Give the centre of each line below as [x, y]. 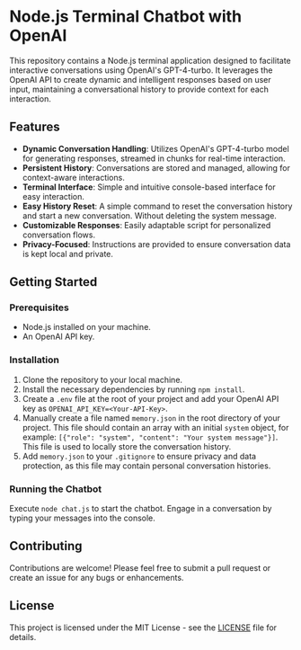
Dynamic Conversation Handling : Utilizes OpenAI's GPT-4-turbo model [155, 148]
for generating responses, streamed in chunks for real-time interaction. [154, 158]
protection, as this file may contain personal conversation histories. [146, 466]
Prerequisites [39, 307]
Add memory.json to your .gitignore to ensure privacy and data [139, 456]
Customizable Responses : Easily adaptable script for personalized [146, 225]
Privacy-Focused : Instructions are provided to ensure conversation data [156, 244]
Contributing [46, 546]
